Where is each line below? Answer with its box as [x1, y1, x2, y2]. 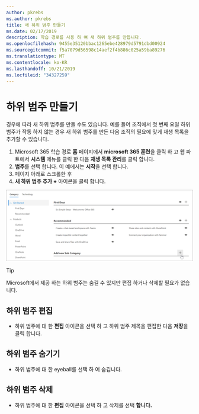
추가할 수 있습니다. [6, 136, 49, 143]
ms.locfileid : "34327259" [6, 72, 70, 78]
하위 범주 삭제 [6, 385, 53, 395]
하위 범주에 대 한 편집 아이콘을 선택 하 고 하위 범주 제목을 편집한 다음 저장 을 [14, 323, 188, 330]
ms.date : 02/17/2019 [6, 28, 57, 34]
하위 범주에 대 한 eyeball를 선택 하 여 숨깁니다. [14, 365, 123, 373]
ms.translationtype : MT [6, 53, 65, 59]
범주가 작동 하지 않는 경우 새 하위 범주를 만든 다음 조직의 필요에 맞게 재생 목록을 [6, 128, 190, 136]
